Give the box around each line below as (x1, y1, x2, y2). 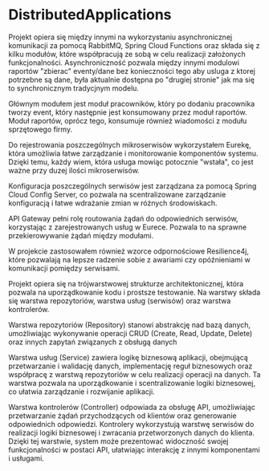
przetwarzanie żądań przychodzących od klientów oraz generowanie (8, 411, 237, 420)
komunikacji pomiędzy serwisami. (8, 263, 120, 273)
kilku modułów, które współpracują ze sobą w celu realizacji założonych (8, 49, 247, 59)
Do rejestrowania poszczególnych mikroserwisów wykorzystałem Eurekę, (8, 140, 251, 149)
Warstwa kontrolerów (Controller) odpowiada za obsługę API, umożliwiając (8, 402, 255, 412)
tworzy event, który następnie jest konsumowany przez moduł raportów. (8, 107, 247, 117)
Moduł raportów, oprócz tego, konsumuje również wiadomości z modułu (8, 116, 247, 125)
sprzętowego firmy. (8, 124, 73, 134)
